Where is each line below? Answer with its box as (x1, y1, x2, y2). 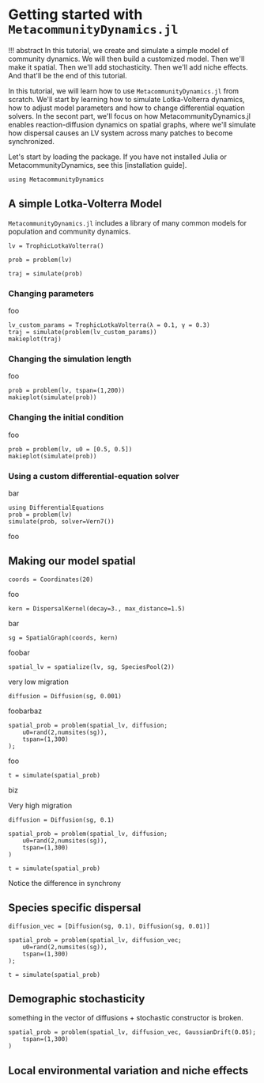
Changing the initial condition (8, 412, 124, 423)
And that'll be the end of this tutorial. (8, 70, 128, 80)
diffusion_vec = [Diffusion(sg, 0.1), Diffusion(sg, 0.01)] (8, 922, 211, 930)
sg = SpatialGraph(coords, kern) (8, 633, 119, 642)
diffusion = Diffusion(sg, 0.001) (8, 692, 123, 700)
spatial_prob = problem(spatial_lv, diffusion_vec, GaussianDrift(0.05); (8, 1028, 257, 1036)
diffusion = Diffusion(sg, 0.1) (8, 815, 115, 824)
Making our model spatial (8, 554, 136, 568)
